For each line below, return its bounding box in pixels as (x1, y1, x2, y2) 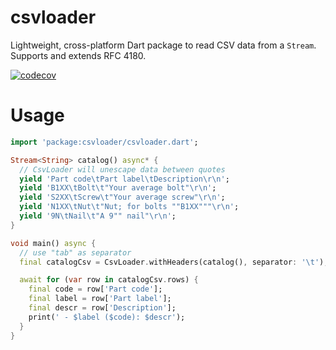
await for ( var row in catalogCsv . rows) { (19, 275, 199, 285)
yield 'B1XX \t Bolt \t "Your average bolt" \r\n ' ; (19, 183, 217, 193)
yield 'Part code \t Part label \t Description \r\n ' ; (19, 174, 230, 184)
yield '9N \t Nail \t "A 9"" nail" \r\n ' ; (19, 211, 177, 221)
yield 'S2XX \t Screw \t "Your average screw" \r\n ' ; (19, 192, 226, 203)
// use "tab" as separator (19, 247, 132, 258)
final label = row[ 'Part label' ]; (28, 294, 172, 304)
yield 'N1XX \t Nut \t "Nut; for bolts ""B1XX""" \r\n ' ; (19, 202, 240, 212)
